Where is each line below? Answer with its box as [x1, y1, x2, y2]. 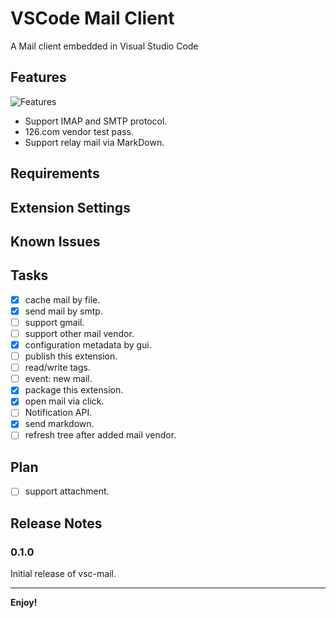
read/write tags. [24, 362, 91, 374]
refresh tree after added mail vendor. [24, 429, 177, 441]
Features [10, 69, 67, 86]
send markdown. [24, 418, 95, 430]
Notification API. [24, 407, 93, 419]
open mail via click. [24, 395, 105, 407]
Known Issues [10, 233, 101, 250]
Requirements [10, 165, 100, 182]
